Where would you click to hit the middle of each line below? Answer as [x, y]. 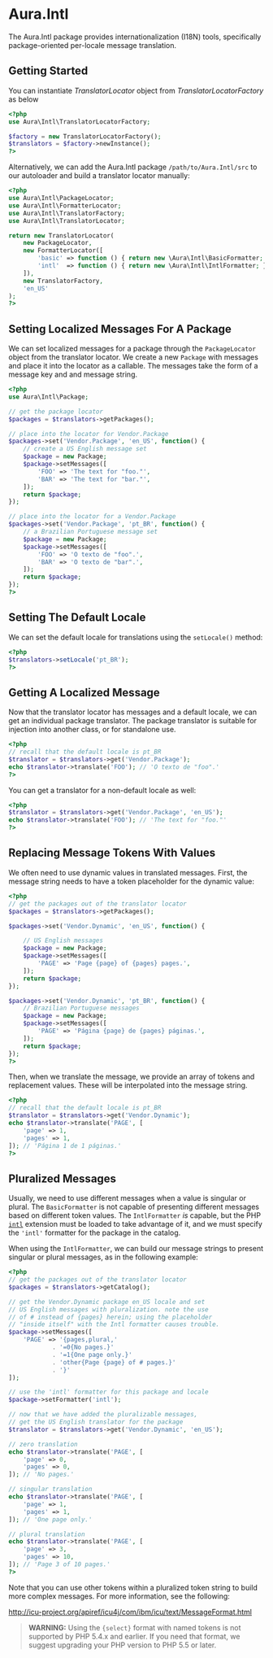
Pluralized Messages [62, 1178]
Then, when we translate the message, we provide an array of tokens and [132, 1077]
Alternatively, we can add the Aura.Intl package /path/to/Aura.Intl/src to [133, 167]
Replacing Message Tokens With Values [112, 853]
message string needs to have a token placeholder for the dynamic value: [131, 881]
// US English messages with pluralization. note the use [108, 1309]
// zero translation [43, 1444]
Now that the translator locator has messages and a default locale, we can [133, 712]
